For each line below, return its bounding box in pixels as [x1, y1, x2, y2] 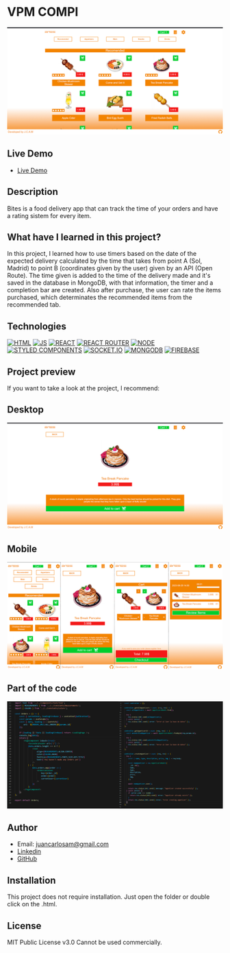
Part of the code [7, 683, 77, 694]
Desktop [7, 404, 44, 416]
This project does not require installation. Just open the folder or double [7, 893, 210, 901]
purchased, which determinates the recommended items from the [7, 293, 193, 302]
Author [7, 821, 38, 834]
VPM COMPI [7, 4, 79, 20]
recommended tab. [7, 301, 61, 309]
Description [7, 186, 58, 198]
